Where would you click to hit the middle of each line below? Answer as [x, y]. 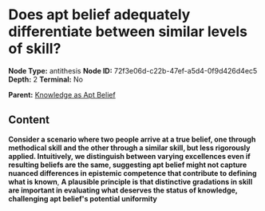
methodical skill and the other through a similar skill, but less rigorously [129, 147]
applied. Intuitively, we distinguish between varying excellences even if [130, 156]
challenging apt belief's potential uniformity [83, 198]
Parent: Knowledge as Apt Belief [62, 94]
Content [29, 120]
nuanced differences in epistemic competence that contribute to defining [132, 173]
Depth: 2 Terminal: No [46, 79]
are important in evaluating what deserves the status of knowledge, [123, 190]
